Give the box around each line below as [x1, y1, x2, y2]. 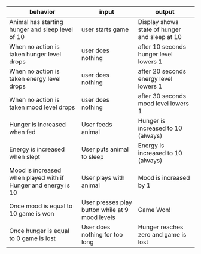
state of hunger [138, 25, 181, 34]
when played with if [9, 174, 64, 182]
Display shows [138, 18, 179, 26]
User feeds [81, 120, 112, 128]
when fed [9, 128, 36, 136]
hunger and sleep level [9, 25, 74, 34]
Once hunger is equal [9, 227, 70, 235]
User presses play [81, 198, 133, 206]
